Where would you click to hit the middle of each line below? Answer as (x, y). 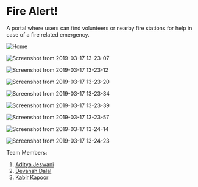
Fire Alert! (32, 11)
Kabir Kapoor (32, 177)
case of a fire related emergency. (48, 34)
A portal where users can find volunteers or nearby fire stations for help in (99, 28)
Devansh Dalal (33, 171)
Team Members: (27, 152)
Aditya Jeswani (34, 164)
